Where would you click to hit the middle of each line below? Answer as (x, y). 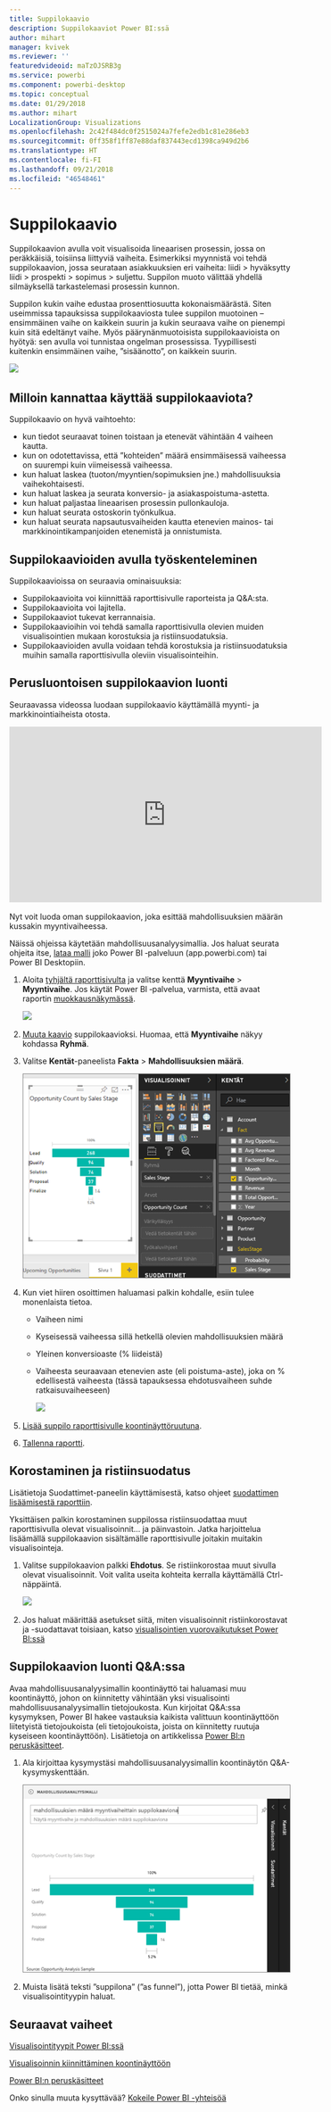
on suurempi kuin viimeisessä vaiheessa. (97, 465)
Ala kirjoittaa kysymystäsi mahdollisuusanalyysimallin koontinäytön (145, 1762)
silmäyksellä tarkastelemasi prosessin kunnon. (95, 286)
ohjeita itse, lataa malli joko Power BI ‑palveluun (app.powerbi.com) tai (138, 952)
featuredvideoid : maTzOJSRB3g (66, 66)
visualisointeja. (37, 1547)
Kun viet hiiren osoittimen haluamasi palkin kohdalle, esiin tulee (138, 1293)
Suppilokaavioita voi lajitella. (74, 608)
